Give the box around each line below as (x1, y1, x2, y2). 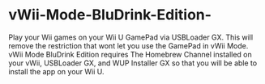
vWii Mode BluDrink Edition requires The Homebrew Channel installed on (8, 49, 253, 59)
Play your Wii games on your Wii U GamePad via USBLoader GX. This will (8, 32, 254, 42)
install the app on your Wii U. (8, 66, 105, 76)
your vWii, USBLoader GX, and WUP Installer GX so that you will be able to (8, 58, 258, 68)
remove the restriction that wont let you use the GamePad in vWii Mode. (8, 40, 249, 50)
